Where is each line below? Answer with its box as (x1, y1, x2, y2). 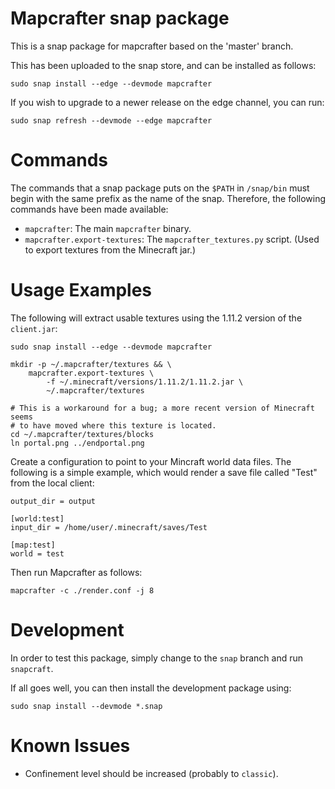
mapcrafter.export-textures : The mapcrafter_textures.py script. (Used (24, 233, 320, 245)
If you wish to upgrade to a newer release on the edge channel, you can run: (10, 96, 325, 108)
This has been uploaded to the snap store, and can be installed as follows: (10, 59, 317, 71)
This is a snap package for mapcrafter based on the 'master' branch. (10, 40, 294, 52)
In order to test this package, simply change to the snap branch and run (10, 652, 303, 664)
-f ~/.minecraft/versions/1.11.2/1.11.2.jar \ (46, 377, 244, 387)
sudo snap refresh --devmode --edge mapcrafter (10, 115, 213, 126)
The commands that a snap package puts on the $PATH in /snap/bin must (10, 182, 310, 194)
